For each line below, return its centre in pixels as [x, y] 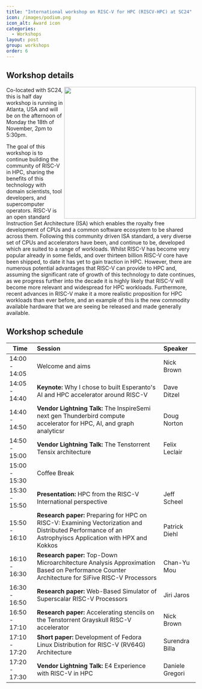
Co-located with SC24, [35, 90]
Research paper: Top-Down [77, 555]
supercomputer [25, 204]
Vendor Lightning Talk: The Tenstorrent [93, 444]
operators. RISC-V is [32, 210]
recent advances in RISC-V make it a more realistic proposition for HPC [94, 293]
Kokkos [47, 546]
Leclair [173, 452]
